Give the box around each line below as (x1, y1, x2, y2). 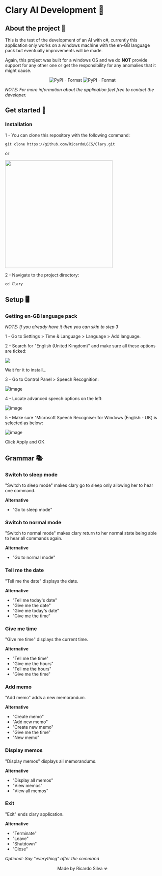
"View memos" (12, 782, 43, 788)
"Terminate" (12, 830, 37, 836)
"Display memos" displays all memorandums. (5, 758, 97, 764)
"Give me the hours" (12, 660, 54, 667)
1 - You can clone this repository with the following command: (5, 132, 130, 138)
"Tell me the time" (12, 655, 49, 661)
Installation (5, 121, 33, 128)
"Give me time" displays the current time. (5, 636, 88, 642)
